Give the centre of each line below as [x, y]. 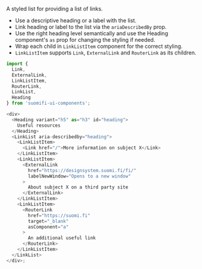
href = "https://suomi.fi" [59, 215]
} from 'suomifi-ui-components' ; [48, 103]
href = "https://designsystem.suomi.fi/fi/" [82, 170]
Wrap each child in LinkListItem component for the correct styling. [99, 46]
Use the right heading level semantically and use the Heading [91, 33]
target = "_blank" [48, 221]
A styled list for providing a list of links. [54, 9]
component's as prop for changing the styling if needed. [85, 40]
